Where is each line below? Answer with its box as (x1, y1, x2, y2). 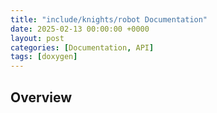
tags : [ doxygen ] (10, 52, 78, 62)
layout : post (10, 33, 65, 43)
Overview (10, 89, 73, 106)
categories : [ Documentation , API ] (10, 42, 155, 53)
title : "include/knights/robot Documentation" (10, 14, 208, 25)
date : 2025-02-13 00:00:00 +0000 (10, 24, 150, 34)
